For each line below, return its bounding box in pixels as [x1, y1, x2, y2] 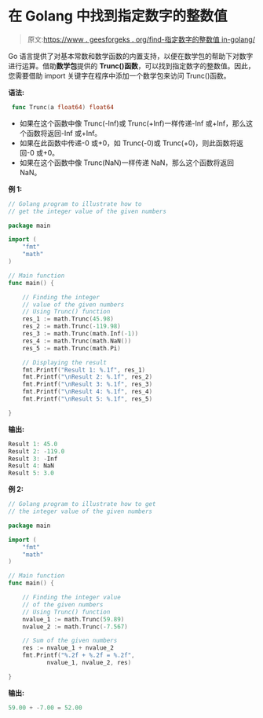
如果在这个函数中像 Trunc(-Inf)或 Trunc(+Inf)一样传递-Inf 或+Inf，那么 [19, 119, 247, 128]
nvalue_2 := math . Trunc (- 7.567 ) [22, 622, 128, 631]
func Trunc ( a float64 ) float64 [11, 103, 114, 111]
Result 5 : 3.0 [8, 469, 55, 478]
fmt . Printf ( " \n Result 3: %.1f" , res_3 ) [22, 380, 153, 389]
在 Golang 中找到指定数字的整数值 [8, 7, 228, 25]
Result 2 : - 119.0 [8, 447, 65, 456]
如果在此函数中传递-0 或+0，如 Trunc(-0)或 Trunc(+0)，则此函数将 [19, 138, 237, 148]
